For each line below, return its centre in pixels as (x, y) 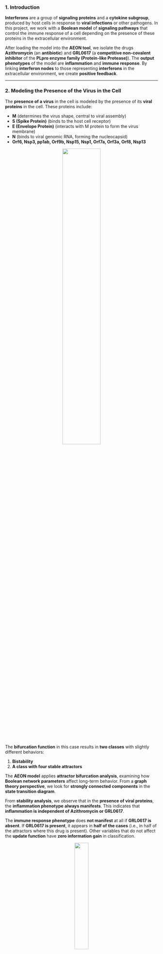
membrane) (24, 131)
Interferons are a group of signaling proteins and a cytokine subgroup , (77, 18)
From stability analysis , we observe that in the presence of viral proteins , (79, 801)
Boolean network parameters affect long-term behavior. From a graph (76, 781)
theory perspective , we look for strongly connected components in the (78, 786)
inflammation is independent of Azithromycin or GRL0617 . (65, 811)
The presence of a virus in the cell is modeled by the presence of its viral (79, 101)
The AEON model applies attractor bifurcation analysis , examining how (77, 776)
